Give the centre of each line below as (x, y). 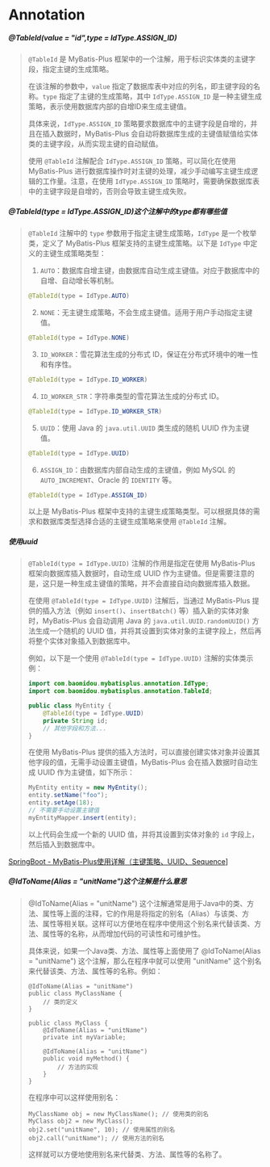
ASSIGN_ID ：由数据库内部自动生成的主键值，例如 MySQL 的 (138, 469)
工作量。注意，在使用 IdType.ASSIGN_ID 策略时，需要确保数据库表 (151, 181)
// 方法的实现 (78, 1067)
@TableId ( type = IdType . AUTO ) (79, 296)
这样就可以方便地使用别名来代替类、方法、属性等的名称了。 (127, 1154)
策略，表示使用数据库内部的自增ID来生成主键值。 (109, 107)
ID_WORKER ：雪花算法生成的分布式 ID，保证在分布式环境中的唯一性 (149, 354)
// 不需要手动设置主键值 (64, 810)
